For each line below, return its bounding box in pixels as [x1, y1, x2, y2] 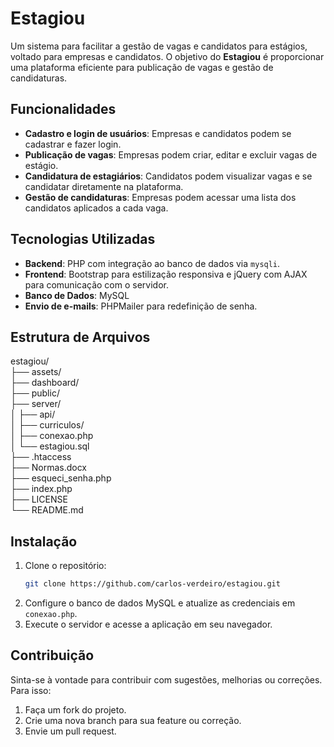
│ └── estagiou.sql [10, 440, 90, 452]
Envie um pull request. [24, 725, 117, 737]
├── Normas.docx [10, 462, 87, 474]
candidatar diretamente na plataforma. [24, 180, 184, 192]
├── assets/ [10, 366, 62, 378]
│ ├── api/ [10, 408, 56, 421]
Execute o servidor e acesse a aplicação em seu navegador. [24, 618, 273, 631]
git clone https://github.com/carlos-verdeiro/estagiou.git [24, 579, 281, 589]
